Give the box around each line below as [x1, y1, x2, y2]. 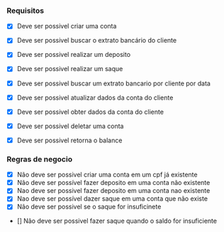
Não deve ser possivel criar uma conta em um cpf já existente [16, 170, 198, 179]
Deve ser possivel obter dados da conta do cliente [16, 107, 164, 116]
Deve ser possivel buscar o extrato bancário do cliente [16, 36, 177, 45]
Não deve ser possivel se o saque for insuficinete [16, 202, 162, 211]
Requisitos [6, 6, 44, 16]
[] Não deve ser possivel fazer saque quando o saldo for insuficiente [16, 216, 218, 226]
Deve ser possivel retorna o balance [16, 136, 123, 144]
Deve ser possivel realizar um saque [16, 65, 123, 73]
